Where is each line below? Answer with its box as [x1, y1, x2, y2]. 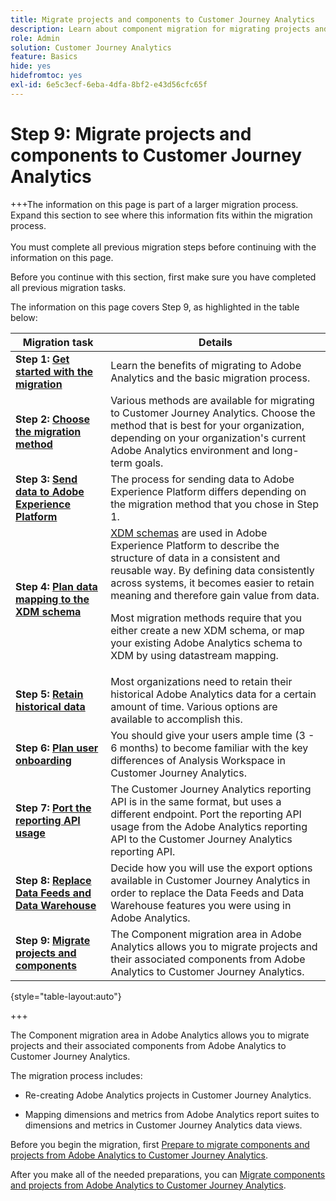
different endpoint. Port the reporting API [110, 807, 302, 821]
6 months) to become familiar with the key [110, 741, 309, 755]
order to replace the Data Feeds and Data [110, 886, 305, 900]
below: [10, 311, 38, 323]
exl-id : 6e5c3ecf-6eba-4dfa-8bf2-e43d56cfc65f [10, 80, 208, 90]
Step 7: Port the [15, 801, 92, 815]
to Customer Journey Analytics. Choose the [110, 406, 316, 420]
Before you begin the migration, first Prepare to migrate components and [10, 1138, 310, 1150]
